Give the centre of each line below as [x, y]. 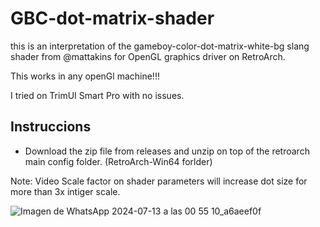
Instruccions [51, 127]
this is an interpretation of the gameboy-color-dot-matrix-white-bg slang [160, 46]
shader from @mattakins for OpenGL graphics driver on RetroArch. [148, 56]
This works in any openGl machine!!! [85, 76]
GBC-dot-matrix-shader [112, 18]
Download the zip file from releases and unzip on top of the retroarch [167, 151]
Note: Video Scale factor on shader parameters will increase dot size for [159, 181]
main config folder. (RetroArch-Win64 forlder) [118, 161]
